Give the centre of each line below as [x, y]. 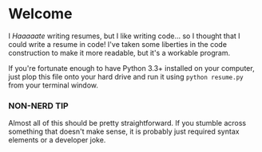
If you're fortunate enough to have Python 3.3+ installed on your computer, [131, 68]
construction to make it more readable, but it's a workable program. [119, 53]
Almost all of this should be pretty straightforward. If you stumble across [127, 123]
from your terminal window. [53, 85]
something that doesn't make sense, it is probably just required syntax [124, 131]
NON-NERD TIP [39, 106]
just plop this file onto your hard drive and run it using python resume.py [126, 76]
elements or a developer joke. [57, 140]
